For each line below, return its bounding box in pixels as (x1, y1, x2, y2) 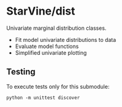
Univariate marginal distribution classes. (6, 24, 107, 32)
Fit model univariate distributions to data (15, 36, 117, 43)
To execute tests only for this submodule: (6, 83, 110, 90)
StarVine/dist (6, 4, 76, 18)
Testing (6, 67, 36, 77)
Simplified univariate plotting (15, 49, 87, 56)
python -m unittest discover (6, 94, 80, 101)
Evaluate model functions (15, 43, 79, 50)
